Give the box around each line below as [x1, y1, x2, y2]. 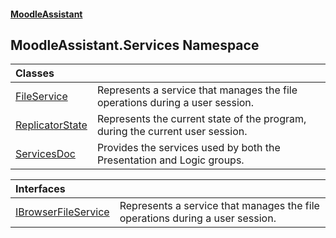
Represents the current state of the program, [96, 112, 307, 126]
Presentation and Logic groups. [96, 153, 245, 167]
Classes [15, 66, 55, 80]
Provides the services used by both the [96, 141, 281, 155]
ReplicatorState [15, 118, 88, 132]
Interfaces [15, 182, 66, 196]
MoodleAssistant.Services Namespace [10, 36, 260, 54]
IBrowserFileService [15, 205, 110, 219]
